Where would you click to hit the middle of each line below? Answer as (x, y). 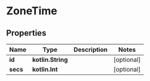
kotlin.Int (45, 69)
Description (91, 50)
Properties (26, 33)
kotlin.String (50, 60)
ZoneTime (32, 11)
